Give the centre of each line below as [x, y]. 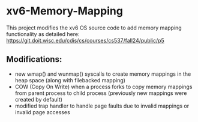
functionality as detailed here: [43, 34]
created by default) [39, 99]
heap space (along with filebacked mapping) [70, 80]
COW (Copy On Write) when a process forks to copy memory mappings [103, 87]
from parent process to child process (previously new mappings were [101, 93]
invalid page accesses [42, 112]
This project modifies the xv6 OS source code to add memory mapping [94, 28]
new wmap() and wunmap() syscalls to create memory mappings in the [103, 74]
